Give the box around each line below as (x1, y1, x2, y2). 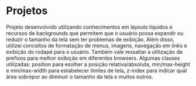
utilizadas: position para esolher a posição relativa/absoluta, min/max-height (6, 60, 190, 68)
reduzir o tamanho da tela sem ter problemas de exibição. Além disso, (6, 36, 175, 43)
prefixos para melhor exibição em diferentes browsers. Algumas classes (6, 54, 180, 61)
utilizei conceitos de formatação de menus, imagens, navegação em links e (6, 42, 187, 49)
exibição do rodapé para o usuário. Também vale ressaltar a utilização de (6, 48, 183, 55)
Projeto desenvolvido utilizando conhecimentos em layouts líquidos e (6, 23, 173, 30)
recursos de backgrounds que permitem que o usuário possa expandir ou (6, 29, 184, 36)
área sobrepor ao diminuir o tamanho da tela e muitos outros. (6, 73, 154, 80)
